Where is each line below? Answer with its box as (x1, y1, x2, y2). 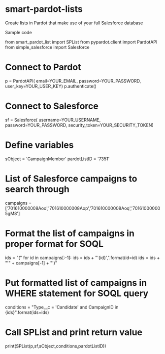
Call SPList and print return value (5, 326, 143, 338)
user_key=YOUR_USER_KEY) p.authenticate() (5, 83, 97, 89)
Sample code (5, 29, 32, 35)
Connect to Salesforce (5, 100, 99, 112)
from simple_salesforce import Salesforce (5, 44, 90, 50)
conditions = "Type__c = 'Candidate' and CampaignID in (5, 304, 119, 310)
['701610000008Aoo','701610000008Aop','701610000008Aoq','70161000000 (5, 205, 161, 211)
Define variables (5, 139, 74, 150)
